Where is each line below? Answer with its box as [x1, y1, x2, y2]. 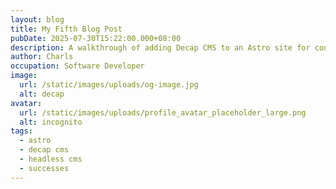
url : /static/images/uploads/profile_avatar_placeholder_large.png [19, 107, 307, 118]
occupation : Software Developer [10, 61, 145, 71]
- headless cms [19, 154, 83, 164]
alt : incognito [19, 117, 83, 127]
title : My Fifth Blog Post [10, 24, 123, 34]
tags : [10, 126, 33, 136]
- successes [19, 163, 70, 173]
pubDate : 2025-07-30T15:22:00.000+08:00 [10, 33, 182, 43]
